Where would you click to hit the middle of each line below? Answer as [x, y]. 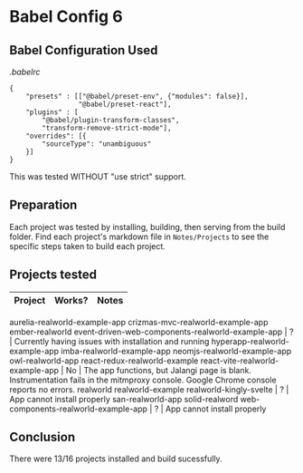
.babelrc [25, 72]
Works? [71, 300]
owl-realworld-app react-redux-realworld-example [104, 361]
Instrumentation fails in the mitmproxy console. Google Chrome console [143, 380]
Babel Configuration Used [84, 50]
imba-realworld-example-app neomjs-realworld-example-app [176, 351]
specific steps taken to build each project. [87, 246]
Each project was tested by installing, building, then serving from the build [147, 227]
